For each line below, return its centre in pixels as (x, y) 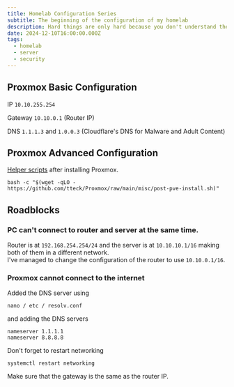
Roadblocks (34, 210)
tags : (15, 40)
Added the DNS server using (48, 293)
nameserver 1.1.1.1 (36, 332)
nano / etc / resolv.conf (45, 306)
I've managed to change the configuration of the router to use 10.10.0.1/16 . (116, 260)
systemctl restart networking (51, 363)
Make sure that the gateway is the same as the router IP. (88, 377)
